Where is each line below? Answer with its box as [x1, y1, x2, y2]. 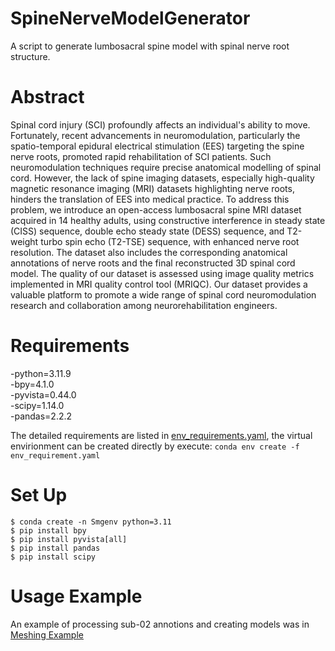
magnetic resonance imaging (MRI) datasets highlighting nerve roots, [10, 182, 295, 194]
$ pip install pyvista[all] [10, 534, 128, 544]
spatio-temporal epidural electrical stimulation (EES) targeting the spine [10, 140, 305, 152]
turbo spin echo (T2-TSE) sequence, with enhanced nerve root [40, 235, 300, 247]
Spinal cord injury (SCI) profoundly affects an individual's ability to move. [10, 118, 311, 131]
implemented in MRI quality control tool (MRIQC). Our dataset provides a [10, 278, 308, 290]
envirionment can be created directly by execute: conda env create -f [10, 440, 300, 452]
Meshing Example [10, 628, 84, 641]
